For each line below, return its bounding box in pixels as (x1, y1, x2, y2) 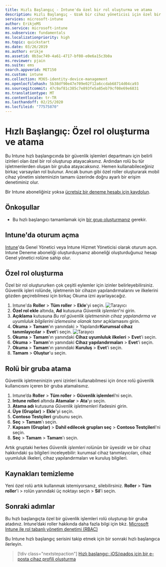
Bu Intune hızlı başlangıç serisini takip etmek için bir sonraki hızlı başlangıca (5, 536, 160, 542)
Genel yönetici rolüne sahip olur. (5, 255, 71, 261)
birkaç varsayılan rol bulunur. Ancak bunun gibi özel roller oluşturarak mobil (5, 169, 160, 175)
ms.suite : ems (5, 63, 35, 68)
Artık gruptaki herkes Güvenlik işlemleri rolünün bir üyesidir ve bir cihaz (5, 445, 151, 451)
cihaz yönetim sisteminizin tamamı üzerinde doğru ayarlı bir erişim (5, 174, 141, 180)
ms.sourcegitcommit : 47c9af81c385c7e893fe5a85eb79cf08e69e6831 (5, 86, 139, 91)
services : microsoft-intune (5, 16, 64, 21)
